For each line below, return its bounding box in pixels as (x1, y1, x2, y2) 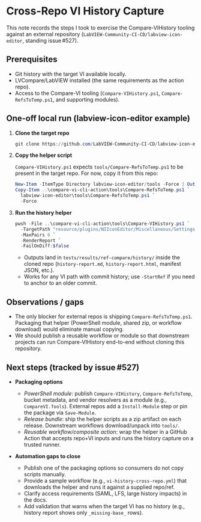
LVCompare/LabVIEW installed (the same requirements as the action (14, 76, 184, 84)
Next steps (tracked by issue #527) (6, 362, 140, 372)
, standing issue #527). (22, 37, 79, 44)
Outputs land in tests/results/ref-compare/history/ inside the (23, 254, 180, 261)
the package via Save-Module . (23, 409, 97, 416)
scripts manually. (23, 470, 66, 477)
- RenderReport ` (20, 238, 61, 244)
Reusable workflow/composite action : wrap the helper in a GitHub (23, 428, 187, 435)
